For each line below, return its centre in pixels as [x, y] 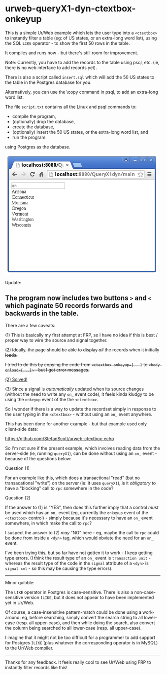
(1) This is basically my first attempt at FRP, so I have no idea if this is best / [81, 335]
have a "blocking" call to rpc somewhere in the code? [59, 488]
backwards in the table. [42, 314]
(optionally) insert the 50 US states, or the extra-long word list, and [80, 132]
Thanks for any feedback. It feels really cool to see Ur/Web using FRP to [78, 662]
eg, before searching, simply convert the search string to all [83, 617]
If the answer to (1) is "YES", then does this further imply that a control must [82, 507]
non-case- [145, 592]
